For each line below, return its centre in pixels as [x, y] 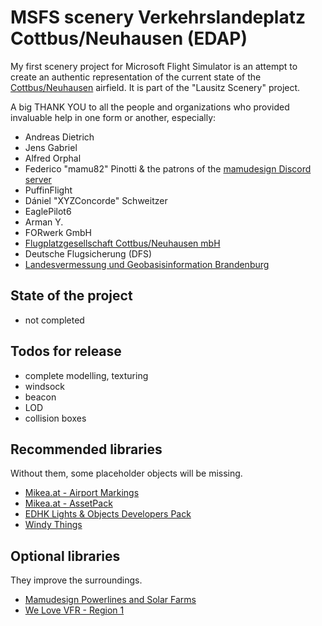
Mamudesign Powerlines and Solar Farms [110, 600]
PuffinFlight [48, 190]
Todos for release [66, 351]
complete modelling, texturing [86, 375]
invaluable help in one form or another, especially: [113, 117]
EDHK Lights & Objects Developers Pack [108, 514]
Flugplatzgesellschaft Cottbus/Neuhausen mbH [122, 243]
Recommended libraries [86, 449]
